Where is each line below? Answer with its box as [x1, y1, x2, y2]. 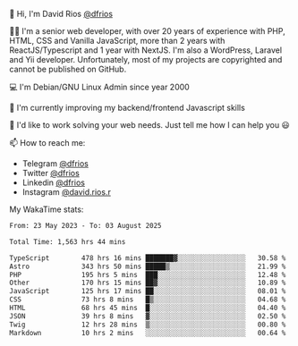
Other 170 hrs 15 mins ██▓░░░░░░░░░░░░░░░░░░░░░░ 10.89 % [9, 278, 286, 288]
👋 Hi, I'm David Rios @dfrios [9, 9, 114, 19]
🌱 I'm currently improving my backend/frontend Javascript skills [9, 103, 246, 113]
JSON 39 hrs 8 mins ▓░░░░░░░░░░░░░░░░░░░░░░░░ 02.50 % [9, 311, 286, 321]
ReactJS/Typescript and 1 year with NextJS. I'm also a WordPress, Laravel [9, 45, 283, 55]
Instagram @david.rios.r [21, 187, 112, 197]
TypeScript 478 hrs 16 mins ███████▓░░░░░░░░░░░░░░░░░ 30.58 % [9, 253, 286, 263]
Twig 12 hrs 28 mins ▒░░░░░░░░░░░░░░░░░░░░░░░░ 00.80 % [9, 320, 286, 329]
